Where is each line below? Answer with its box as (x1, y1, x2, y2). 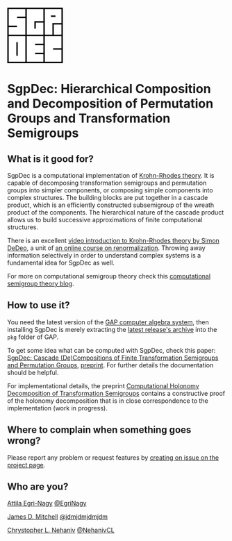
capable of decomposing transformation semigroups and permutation (7, 178, 207, 187)
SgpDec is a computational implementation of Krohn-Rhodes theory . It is (7, 172, 215, 179)
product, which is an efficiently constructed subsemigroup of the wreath (7, 201, 215, 209)
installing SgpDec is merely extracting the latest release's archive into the (7, 325, 217, 333)
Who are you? (7, 481, 69, 493)
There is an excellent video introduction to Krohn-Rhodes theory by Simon (7, 237, 220, 244)
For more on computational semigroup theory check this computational (7, 272, 210, 280)
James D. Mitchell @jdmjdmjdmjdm (7, 513, 108, 521)
